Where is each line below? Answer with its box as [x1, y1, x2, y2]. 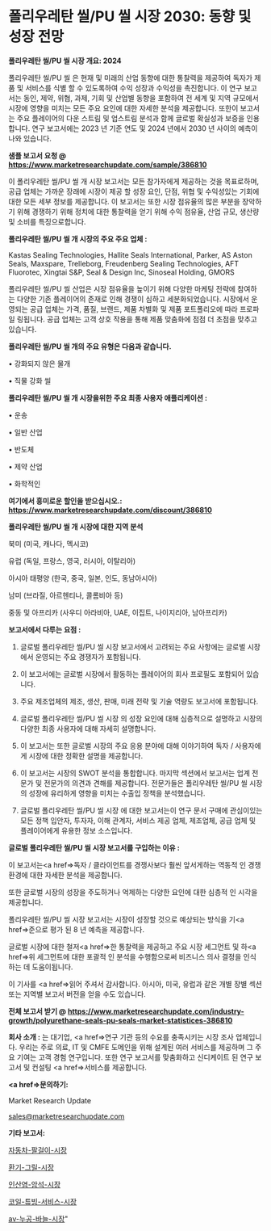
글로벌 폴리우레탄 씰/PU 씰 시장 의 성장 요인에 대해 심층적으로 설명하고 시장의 [19, 713, 263, 723]
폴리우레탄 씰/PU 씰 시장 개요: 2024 [8, 56, 123, 65]
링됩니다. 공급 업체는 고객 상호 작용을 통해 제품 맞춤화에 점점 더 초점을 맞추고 [16, 314, 258, 324]
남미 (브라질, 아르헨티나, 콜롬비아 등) [8, 590, 123, 600]
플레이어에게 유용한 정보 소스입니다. [19, 826, 133, 835]
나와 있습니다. [8, 133, 52, 143]
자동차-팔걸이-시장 [8, 1145, 67, 1155]
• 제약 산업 [8, 461, 43, 471]
